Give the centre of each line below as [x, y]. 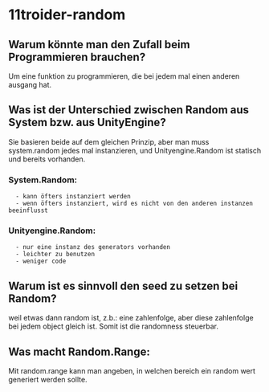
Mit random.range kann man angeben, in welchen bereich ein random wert [132, 371]
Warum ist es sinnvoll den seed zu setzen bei [123, 286]
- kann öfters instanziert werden [73, 197]
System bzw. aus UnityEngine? [87, 122]
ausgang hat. [30, 85]
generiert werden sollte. [48, 380]
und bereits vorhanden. [47, 159]
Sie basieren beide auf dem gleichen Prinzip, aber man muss [109, 141]
